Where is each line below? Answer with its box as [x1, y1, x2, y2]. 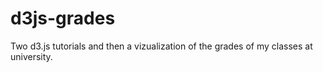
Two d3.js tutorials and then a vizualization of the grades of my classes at [10, 40, 313, 52]
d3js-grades [10, 7, 116, 30]
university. [10, 50, 53, 62]
